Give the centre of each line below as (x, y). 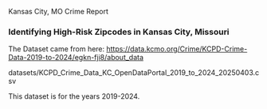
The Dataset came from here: (57, 49)
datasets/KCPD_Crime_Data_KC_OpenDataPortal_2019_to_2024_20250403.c (134, 73)
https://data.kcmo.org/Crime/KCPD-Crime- (177, 49)
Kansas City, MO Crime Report (59, 11)
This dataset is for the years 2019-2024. (74, 96)
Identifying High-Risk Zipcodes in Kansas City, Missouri (119, 32)
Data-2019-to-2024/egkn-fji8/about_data (76, 58)
